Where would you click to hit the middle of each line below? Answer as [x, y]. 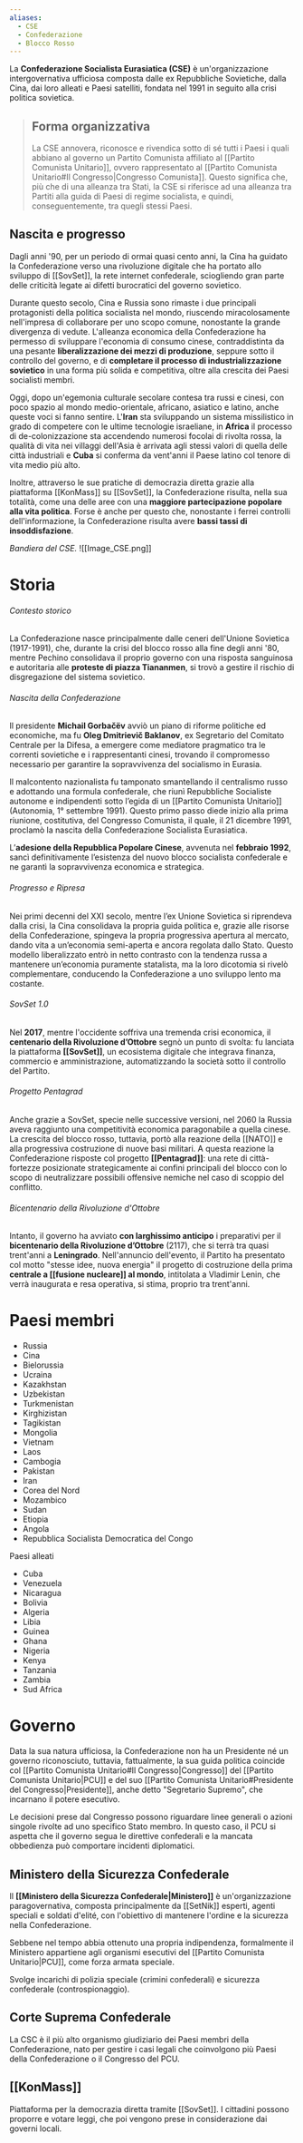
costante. [27, 983]
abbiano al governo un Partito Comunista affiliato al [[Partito [143, 158]
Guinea [36, 1632]
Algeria [36, 1612]
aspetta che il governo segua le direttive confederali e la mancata [131, 1836]
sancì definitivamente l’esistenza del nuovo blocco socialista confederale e [148, 857]
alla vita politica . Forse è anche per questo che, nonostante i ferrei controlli [150, 511]
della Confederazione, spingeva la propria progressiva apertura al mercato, [149, 935]
